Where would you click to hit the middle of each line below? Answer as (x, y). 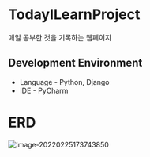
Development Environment (75, 63)
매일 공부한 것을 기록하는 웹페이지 (60, 37)
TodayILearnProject (74, 15)
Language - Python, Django (64, 82)
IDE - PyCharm (44, 90)
